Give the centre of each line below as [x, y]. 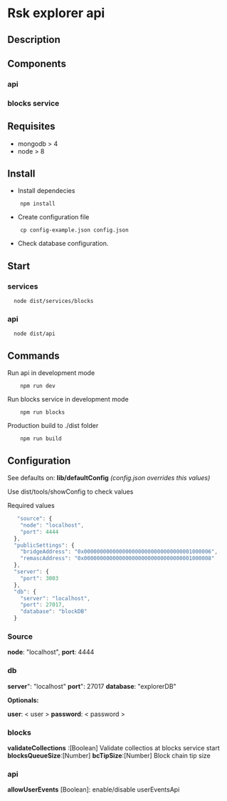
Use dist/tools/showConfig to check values [70, 492]
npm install [38, 204]
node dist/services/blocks [54, 302]
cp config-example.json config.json [75, 230]
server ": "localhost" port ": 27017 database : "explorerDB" [92, 686]
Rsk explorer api [56, 13]
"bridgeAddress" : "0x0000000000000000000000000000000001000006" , [119, 552]
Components [37, 63]
